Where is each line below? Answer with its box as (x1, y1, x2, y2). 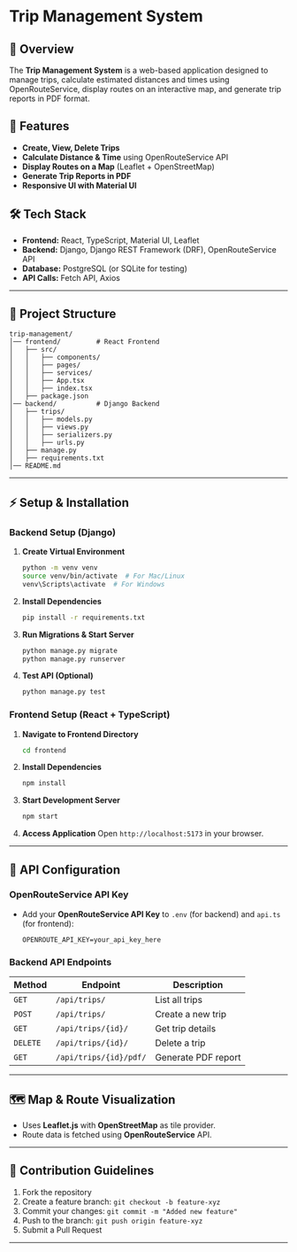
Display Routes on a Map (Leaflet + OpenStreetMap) (21, 161, 215, 172)
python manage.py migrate (21, 646, 118, 655)
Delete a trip (154, 1037, 206, 1049)
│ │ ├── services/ (9, 369, 93, 377)
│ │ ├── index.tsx (9, 384, 93, 393)
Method (13, 979, 48, 991)
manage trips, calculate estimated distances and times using (9, 74, 230, 85)
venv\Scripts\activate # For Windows (21, 579, 165, 588)
